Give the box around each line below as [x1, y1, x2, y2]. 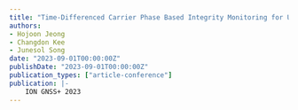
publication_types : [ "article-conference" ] [9, 71, 173, 80]
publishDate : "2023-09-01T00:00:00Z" [9, 63, 149, 72]
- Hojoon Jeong [9, 29, 66, 38]
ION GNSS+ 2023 [25, 87, 82, 96]
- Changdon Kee [9, 37, 66, 47]
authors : [9, 21, 42, 30]
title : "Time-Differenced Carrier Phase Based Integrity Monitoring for [9, 12, 284, 22]
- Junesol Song [9, 46, 66, 55]
